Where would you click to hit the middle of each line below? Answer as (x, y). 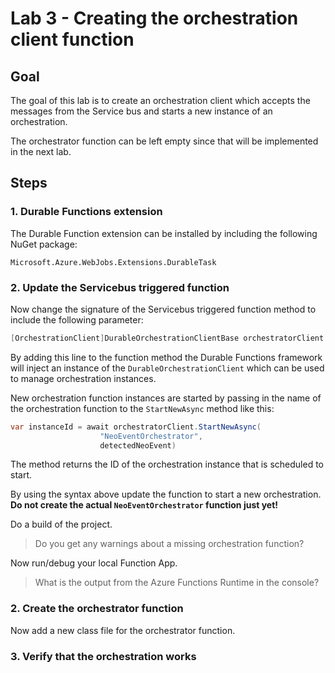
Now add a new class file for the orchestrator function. (123, 630)
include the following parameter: (77, 319)
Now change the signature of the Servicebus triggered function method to (163, 309)
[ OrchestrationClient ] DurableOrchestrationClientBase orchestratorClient (167, 338)
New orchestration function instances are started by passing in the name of (166, 398)
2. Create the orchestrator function (97, 609)
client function (72, 39)
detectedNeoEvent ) (138, 445)
